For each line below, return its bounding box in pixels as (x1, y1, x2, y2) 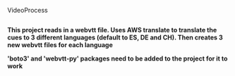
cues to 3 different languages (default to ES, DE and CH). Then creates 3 (7, 33, 224, 42)
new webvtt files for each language (7, 41, 113, 49)
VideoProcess (7, 6, 48, 14)
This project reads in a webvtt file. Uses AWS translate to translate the (7, 26, 217, 34)
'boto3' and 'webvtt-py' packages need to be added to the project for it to (7, 54, 228, 63)
